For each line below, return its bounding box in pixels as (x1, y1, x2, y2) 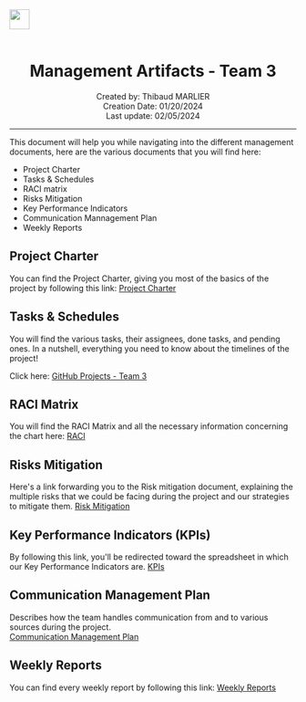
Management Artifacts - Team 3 (29, 61, 277, 81)
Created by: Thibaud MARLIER (96, 90, 210, 101)
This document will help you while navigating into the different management (9, 136, 294, 147)
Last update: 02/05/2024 (106, 110, 200, 121)
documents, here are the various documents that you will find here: (9, 146, 261, 157)
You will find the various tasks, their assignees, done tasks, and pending (9, 333, 280, 344)
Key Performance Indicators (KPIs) (9, 527, 211, 542)
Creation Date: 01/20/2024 (103, 100, 203, 111)
